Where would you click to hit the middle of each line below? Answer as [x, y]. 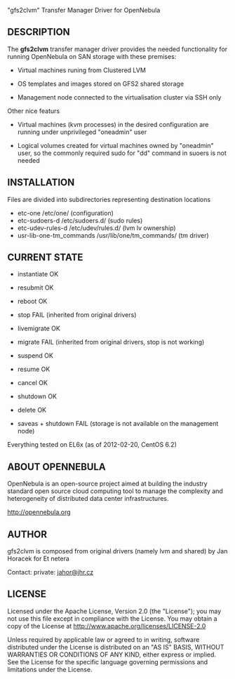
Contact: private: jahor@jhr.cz [50, 572]
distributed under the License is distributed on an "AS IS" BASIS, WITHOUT [116, 647]
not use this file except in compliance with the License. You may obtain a [112, 618]
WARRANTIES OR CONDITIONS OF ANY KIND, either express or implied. [112, 654]
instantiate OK [38, 274]
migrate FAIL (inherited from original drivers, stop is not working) [111, 342]
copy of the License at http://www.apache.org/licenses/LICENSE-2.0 [107, 626]
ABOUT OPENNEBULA [57, 467]
